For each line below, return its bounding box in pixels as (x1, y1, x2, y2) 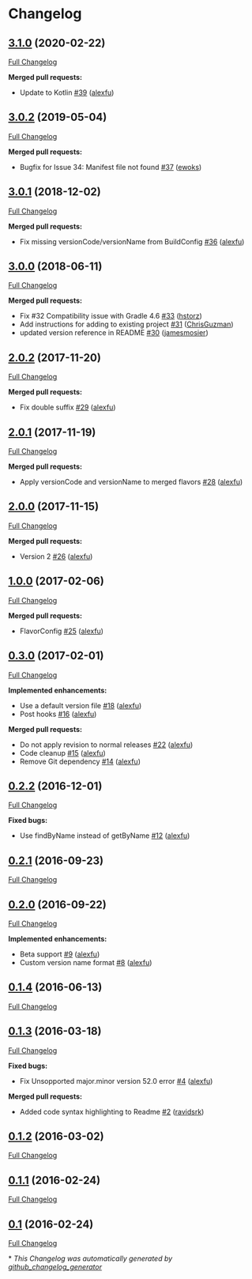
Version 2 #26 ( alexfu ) (19, 551, 93, 561)
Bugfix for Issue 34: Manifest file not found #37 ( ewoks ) (19, 162, 202, 172)
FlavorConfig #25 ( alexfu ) (19, 626, 104, 636)
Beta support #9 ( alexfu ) (19, 949, 100, 959)
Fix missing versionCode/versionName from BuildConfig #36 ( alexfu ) (19, 236, 245, 246)
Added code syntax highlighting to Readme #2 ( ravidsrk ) (19, 1107, 205, 1116)
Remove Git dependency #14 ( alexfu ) (19, 756, 141, 766)
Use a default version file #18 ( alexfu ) (19, 700, 142, 710)
